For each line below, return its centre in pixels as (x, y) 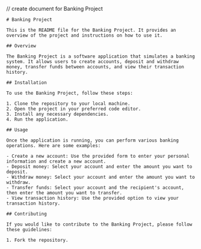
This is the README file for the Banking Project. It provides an (91, 30)
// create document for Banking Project (55, 9)
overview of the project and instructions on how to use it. (85, 35)
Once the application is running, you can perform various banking (93, 140)
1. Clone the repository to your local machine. (68, 104)
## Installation (26, 83)
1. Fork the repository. (37, 240)
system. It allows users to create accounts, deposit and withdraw (93, 62)
